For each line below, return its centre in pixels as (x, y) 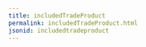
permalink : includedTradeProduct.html (73, 23)
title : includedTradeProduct (57, 16)
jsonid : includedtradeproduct (59, 30)
